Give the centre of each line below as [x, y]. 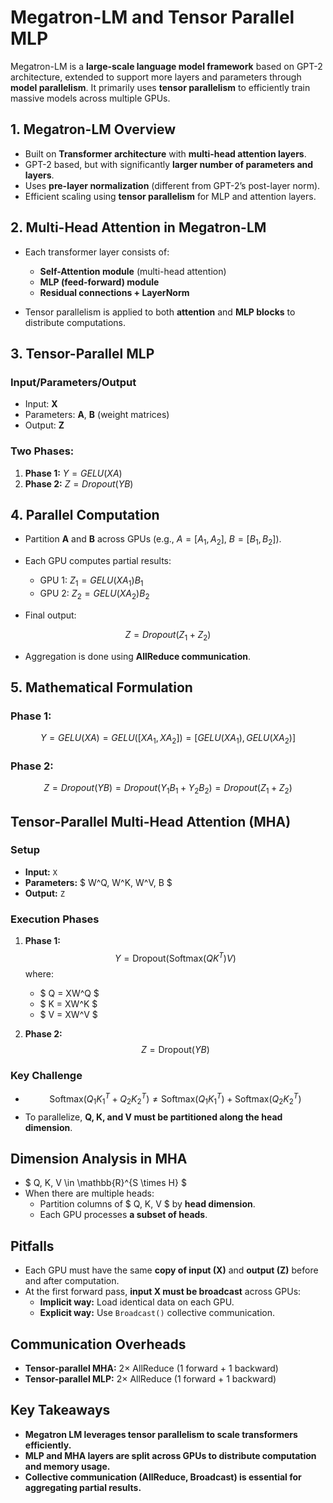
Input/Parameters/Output [73, 382]
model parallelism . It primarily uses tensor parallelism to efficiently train [160, 87]
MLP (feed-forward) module [99, 282]
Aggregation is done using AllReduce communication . [137, 656]
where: [39, 973]
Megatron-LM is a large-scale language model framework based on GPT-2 [166, 66]
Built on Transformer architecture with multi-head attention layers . [165, 153]
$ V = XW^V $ [68, 1014]
